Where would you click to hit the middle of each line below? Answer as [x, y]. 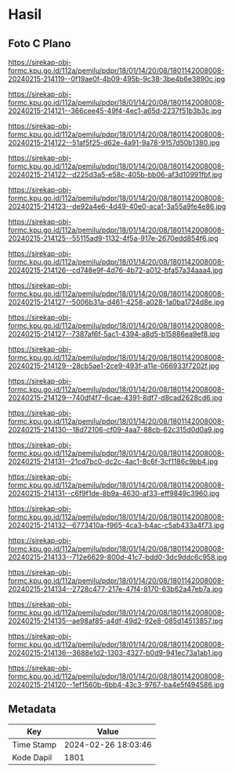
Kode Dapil [32, 757]
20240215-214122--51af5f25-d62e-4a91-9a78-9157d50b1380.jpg [114, 142]
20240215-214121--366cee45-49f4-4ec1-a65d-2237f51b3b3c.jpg [115, 111]
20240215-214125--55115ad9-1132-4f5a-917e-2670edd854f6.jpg [113, 238]
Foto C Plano [40, 44]
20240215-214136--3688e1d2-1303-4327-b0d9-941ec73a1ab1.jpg [116, 653]
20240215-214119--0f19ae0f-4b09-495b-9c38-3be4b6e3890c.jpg [117, 79]
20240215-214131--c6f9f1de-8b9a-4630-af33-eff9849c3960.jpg [114, 493]
